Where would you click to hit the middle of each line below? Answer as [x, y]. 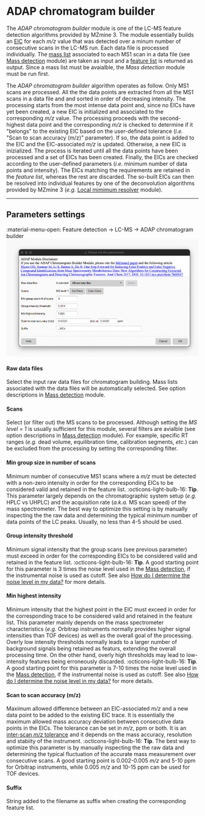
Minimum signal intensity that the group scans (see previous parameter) [97, 549]
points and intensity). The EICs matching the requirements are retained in [98, 170]
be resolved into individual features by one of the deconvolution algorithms [101, 183]
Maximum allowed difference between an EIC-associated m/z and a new [97, 709]
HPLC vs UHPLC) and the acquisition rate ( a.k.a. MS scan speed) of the [96, 502]
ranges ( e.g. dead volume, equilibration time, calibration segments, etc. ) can [102, 442]
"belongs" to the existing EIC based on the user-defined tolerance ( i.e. [95, 131]
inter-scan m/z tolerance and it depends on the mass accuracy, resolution [99, 735]
